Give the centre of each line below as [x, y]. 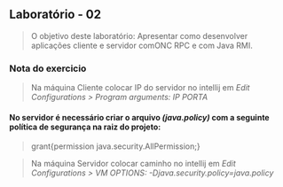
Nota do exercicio [48, 68]
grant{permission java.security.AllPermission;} [116, 146]
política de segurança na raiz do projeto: [85, 127]
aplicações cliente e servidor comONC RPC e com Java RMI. [141, 45]
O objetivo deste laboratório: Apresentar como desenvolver [139, 35]
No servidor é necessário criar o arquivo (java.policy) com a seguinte [139, 117]
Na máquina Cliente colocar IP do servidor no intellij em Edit [140, 88]
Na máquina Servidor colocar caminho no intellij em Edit [134, 164]
